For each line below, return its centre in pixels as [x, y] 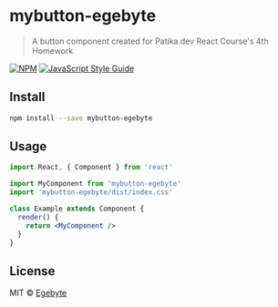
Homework [52, 50]
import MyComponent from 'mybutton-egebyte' [95, 184]
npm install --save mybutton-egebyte [81, 118]
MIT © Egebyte [38, 293]
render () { [38, 217]
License [32, 271]
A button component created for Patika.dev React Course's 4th [150, 41]
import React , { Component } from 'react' [91, 168]
